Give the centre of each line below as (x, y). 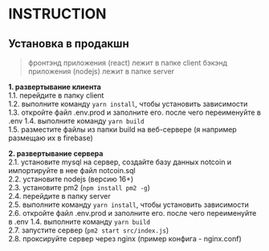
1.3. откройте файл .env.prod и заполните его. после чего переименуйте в (134, 112)
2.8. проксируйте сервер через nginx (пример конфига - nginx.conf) (125, 239)
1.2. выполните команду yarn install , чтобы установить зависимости (128, 104)
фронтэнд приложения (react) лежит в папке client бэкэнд (127, 63)
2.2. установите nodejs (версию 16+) (71, 179)
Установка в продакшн (69, 44)
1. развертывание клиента (55, 87)
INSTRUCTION (57, 14)
